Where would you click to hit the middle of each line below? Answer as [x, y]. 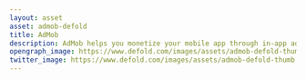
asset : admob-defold [49, 26]
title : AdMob [34, 35]
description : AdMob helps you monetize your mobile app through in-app [148, 43]
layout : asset [36, 18]
